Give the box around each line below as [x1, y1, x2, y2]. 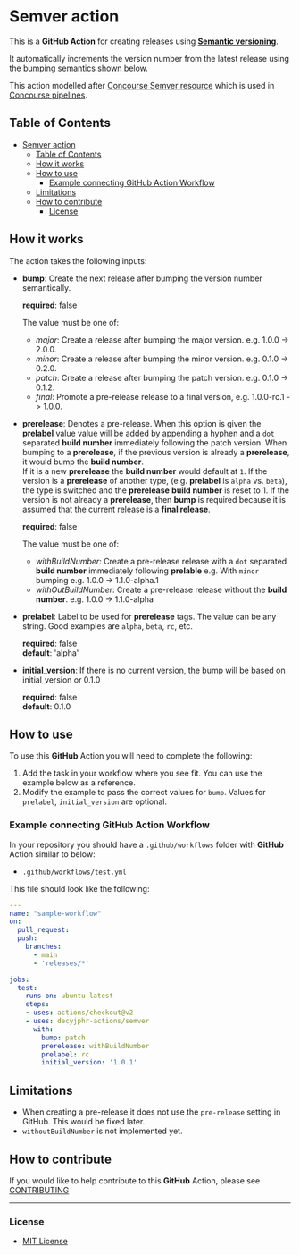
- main [32, 950, 58, 959]
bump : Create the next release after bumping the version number [21, 273, 263, 284]
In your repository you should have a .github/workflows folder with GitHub [9, 839, 284, 850]
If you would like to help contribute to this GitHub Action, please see [9, 1174, 261, 1186]
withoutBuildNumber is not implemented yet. [21, 1125, 183, 1137]
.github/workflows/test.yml [21, 868, 127, 877]
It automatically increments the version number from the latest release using [9, 53, 290, 64]
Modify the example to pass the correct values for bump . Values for [21, 787, 266, 798]
